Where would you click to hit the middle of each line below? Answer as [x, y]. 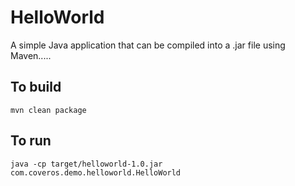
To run [31, 141]
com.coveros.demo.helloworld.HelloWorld [96, 172]
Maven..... [31, 55]
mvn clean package [48, 110]
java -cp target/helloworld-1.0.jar [86, 164]
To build [36, 87]
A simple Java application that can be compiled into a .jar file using [148, 45]
